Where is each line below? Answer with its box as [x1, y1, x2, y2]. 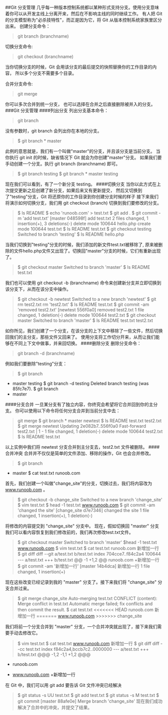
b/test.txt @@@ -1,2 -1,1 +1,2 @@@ [17, 651, 91, 657]
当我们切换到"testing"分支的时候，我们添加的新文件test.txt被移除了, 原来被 [5, 242, 158, 247]
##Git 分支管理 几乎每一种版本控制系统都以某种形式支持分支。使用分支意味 [5, 5, 159, 10]
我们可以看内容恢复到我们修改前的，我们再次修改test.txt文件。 [5, 529, 133, 535]
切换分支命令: [5, 44, 33, 49]
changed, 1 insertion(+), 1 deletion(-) [17, 513, 93, 518]
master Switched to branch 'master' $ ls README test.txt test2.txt [17, 317, 153, 323]
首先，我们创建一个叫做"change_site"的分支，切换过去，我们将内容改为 [5, 480, 152, 486]
